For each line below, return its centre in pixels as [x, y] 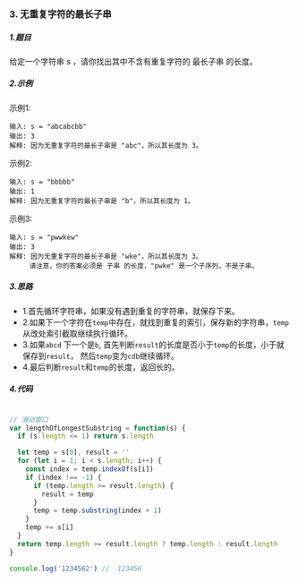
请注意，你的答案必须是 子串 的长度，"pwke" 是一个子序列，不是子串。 [144, 266]
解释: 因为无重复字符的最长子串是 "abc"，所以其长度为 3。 [106, 145]
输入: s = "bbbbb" [42, 182]
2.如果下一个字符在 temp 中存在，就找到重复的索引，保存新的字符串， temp [155, 322]
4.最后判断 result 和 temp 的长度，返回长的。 [101, 367]
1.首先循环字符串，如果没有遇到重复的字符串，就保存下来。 [131, 311]
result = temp [68, 494]
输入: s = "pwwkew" [44, 237]
